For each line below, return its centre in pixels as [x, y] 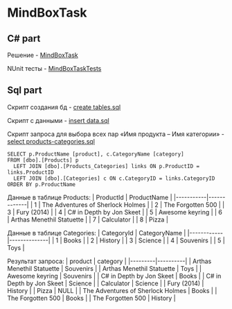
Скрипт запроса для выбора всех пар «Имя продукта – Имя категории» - [116, 134]
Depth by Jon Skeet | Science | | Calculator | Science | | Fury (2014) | [106, 283]
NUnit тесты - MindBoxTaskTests [54, 68]
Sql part [25, 91]
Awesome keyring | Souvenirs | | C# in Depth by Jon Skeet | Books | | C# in [114, 276]
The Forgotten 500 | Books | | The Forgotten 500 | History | [91, 298]
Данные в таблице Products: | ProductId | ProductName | [90, 197]
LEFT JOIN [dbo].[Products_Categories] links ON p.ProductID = [106, 166]
